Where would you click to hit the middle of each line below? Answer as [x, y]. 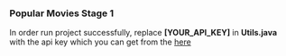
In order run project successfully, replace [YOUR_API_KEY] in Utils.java [143, 33]
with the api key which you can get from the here [100, 42]
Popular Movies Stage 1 [62, 13]
